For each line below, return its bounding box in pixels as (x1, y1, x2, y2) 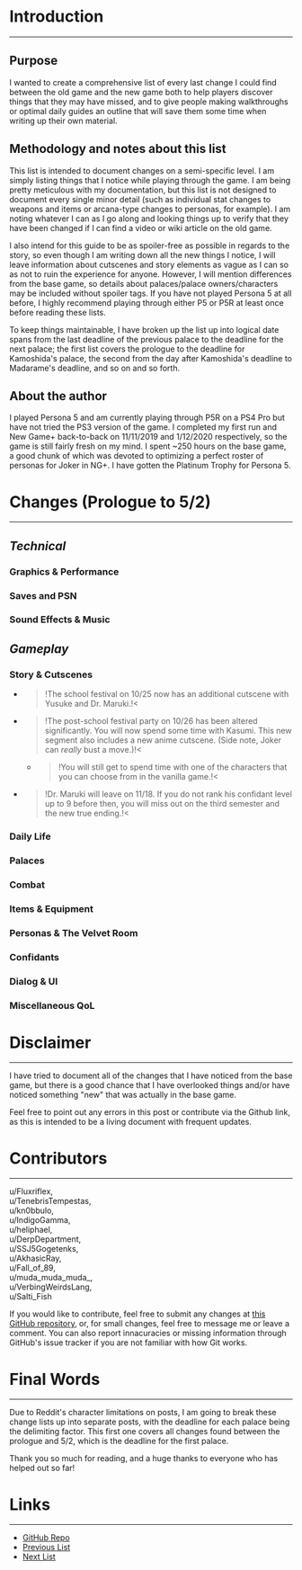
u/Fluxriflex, (9, 1186, 54, 1197)
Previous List (22, 1542, 71, 1553)
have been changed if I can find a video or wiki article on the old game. (9, 222, 272, 233)
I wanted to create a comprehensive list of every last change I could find (9, 76, 277, 87)
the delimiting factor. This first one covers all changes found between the (9, 1426, 280, 1437)
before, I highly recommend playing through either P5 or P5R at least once (9, 297, 285, 308)
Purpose (9, 53, 58, 68)
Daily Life (9, 830, 51, 843)
